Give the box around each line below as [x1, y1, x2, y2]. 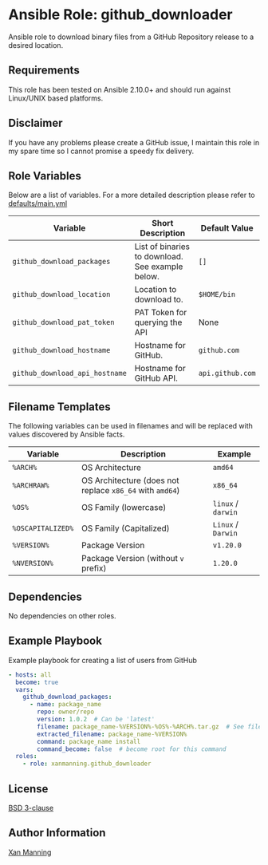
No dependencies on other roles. [8, 611, 117, 620]
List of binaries [134, 241, 190, 252]
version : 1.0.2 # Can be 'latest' [37, 716, 156, 724]
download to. [134, 294, 183, 305]
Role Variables [8, 169, 81, 183]
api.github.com [198, 369, 256, 378]
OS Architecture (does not [81, 475, 179, 486]
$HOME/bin [198, 290, 236, 299]
